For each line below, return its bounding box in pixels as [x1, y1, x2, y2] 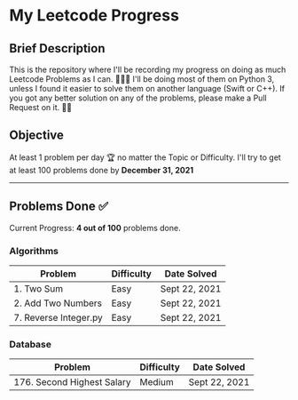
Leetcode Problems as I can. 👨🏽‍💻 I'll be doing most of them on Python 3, [9, 74, 275, 84]
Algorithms [9, 244, 59, 257]
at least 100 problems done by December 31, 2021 [9, 164, 194, 175]
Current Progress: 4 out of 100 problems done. [9, 222, 181, 233]
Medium [139, 376, 175, 388]
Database [9, 338, 51, 350]
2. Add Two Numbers [13, 297, 103, 309]
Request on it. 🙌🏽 [9, 102, 73, 112]
